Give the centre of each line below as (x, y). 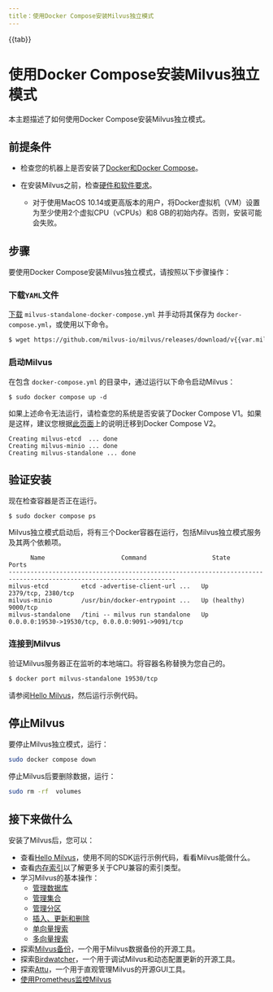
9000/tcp (23, 608)
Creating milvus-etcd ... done (63, 439)
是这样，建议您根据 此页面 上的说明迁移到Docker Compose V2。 (115, 423)
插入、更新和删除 (61, 919)
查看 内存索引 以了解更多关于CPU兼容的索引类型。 (102, 868)
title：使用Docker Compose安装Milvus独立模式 (81, 16)
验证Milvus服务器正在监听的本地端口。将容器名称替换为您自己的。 (119, 663)
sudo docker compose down (52, 760)
